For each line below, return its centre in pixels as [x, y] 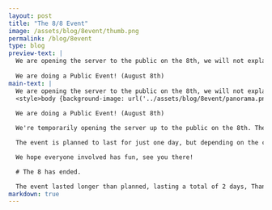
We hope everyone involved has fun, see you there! [105, 157]
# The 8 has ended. [49, 172]
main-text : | [30, 83]
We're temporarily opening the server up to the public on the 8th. [134, 128]
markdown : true [34, 194]
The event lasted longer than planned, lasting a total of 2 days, [132, 187]
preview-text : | [36, 53]
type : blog [27, 46]
